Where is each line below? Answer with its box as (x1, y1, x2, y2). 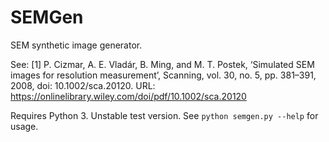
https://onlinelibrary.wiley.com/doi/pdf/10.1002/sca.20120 (10, 90, 247, 102)
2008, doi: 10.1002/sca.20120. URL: (10, 79, 156, 91)
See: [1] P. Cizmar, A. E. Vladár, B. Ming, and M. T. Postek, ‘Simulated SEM (10, 58, 315, 70)
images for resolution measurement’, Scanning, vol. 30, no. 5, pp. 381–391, (10, 69, 317, 81)
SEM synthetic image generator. (10, 39, 143, 51)
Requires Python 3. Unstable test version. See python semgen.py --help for (10, 109, 319, 121)
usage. (10, 120, 39, 132)
